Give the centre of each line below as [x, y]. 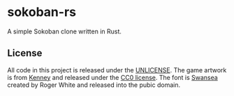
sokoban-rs [42, 12]
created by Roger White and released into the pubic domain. [94, 85]
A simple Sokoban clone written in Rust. [65, 31]
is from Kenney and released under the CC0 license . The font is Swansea [112, 77]
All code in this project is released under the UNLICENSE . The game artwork [117, 70]
